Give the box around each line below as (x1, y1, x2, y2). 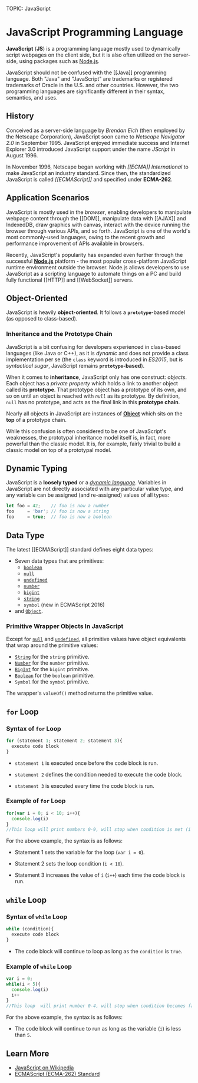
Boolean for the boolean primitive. (14, 672, 95, 679)
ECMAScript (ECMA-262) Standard (14, 1071, 100, 1077)
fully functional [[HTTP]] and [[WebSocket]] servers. (6, 276, 134, 283)
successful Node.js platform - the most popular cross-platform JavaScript (6, 257, 187, 265)
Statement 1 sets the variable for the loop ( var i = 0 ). (14, 848, 146, 856)
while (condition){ (6, 926, 54, 932)
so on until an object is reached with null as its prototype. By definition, (6, 392, 180, 399)
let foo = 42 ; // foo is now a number (6, 503, 110, 509)
